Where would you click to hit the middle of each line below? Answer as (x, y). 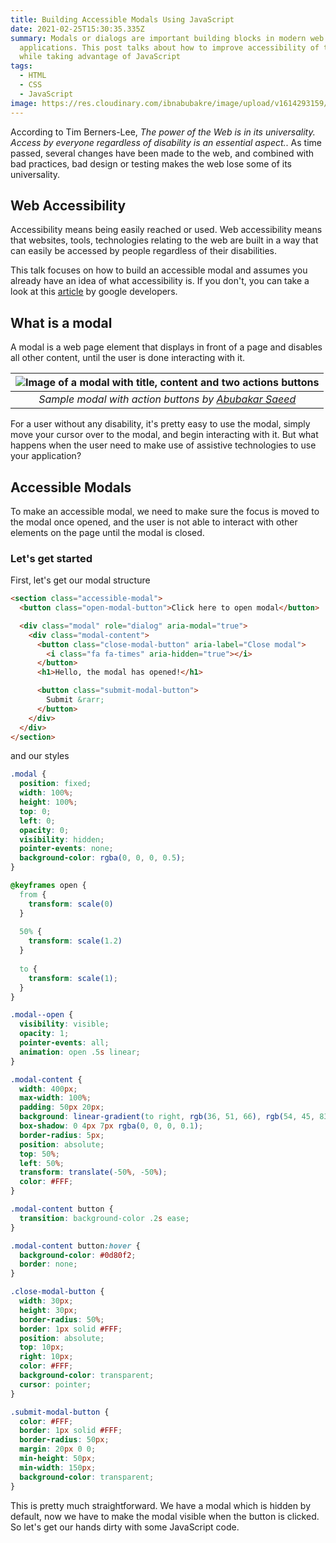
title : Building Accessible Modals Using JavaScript (122, 19)
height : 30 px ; (48, 1310)
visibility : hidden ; (62, 839)
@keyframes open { (48, 886)
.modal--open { (42, 1015)
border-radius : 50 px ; (64, 1440)
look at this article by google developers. (94, 292)
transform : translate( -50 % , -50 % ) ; (93, 1172)
